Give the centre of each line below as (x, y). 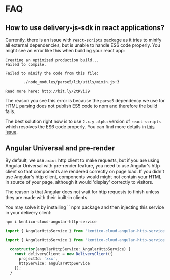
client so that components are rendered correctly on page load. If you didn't (85, 171)
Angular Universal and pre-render (60, 148)
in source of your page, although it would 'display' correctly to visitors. (79, 182)
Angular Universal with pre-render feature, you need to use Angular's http (83, 165)
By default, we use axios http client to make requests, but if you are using (82, 160)
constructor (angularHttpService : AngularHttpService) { (70, 249)
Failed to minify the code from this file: (52, 73)
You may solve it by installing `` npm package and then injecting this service (85, 207)
